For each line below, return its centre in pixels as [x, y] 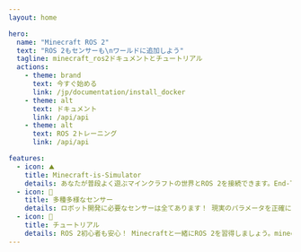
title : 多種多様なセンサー [69, 200]
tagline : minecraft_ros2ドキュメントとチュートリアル [110, 59]
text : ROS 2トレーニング [75, 134]
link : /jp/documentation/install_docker [109, 92]
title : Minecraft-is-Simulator [83, 175]
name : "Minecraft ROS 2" [63, 42]
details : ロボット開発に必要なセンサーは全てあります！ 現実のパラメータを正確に [158, 209]
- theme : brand [53, 76]
